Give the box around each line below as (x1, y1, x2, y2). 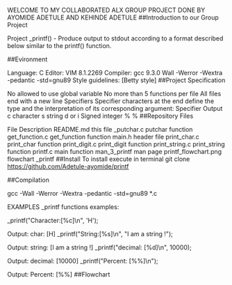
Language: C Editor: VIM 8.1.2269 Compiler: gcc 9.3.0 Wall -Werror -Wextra (7, 69, 223, 77)
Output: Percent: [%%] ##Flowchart (7, 270, 110, 278)
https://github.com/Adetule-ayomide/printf (7, 162, 129, 170)
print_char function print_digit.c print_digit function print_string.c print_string (7, 140, 226, 148)
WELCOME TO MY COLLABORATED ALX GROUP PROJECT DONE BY (7, 6, 206, 14)
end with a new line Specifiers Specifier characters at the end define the (7, 97, 215, 105)
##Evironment (7, 55, 48, 63)
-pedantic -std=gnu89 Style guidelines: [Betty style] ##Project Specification (7, 76, 226, 84)
